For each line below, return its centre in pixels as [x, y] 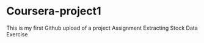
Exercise [17, 34]
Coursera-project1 [54, 11]
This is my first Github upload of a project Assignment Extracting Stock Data [102, 28]
